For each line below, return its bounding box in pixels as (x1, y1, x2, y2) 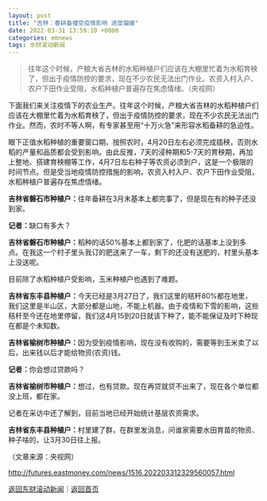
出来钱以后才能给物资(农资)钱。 (21, 348, 126, 357)
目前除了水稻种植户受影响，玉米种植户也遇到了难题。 (8, 275, 183, 284)
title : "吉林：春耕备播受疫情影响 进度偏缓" (8, 19, 139, 27)
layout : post (8, 11, 52, 20)
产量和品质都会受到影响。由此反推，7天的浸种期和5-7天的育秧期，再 (21, 148, 246, 157)
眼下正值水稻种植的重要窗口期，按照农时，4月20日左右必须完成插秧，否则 (8, 137, 252, 147)
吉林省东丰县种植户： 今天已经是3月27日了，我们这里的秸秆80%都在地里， (8, 291, 253, 301)
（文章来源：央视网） (8, 452, 78, 461)
